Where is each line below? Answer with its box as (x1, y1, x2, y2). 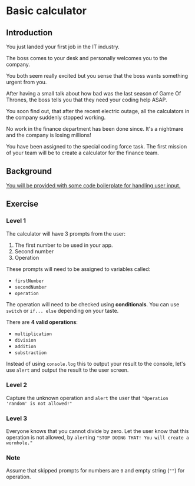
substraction (14, 349, 47, 356)
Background (6, 166, 52, 176)
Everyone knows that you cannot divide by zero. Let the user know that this (6, 428, 189, 435)
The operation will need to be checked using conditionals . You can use (6, 300, 180, 308)
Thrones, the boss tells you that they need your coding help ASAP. (6, 96, 167, 103)
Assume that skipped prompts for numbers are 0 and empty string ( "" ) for (6, 467, 185, 474)
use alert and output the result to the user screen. (6, 366, 129, 373)
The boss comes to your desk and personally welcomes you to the (6, 55, 168, 61)
